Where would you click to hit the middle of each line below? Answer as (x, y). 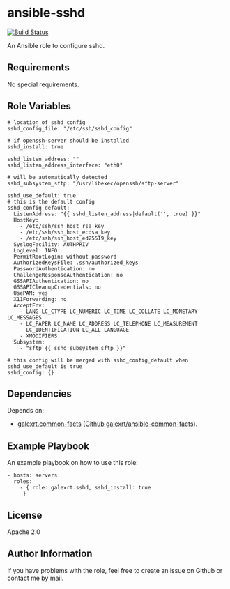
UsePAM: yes (31, 293)
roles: (23, 482)
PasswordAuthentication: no (54, 269)
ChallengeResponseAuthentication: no (68, 275)
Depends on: (25, 411)
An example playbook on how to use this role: (72, 463)
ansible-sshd (46, 13)
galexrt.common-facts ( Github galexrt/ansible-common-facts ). (107, 424)
